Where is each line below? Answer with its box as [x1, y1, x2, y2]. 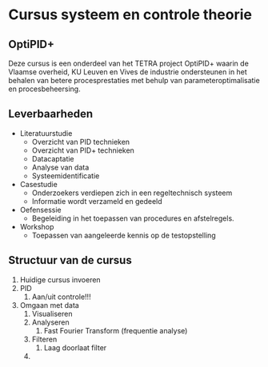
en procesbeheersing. [8, 84, 82, 94]
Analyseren [31, 317, 70, 327]
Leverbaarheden [8, 107, 94, 121]
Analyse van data [31, 162, 90, 172]
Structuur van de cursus [8, 253, 132, 267]
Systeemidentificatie [31, 170, 100, 181]
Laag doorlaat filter [43, 342, 107, 353]
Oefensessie [19, 205, 62, 214]
